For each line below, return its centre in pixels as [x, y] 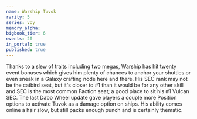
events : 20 [19, 39]
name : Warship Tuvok [31, 11]
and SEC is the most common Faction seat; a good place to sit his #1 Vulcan [98, 91]
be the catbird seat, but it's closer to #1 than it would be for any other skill [95, 85]
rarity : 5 [18, 17]
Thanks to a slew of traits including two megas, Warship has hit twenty [91, 66]
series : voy [21, 22]
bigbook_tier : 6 [26, 33]
